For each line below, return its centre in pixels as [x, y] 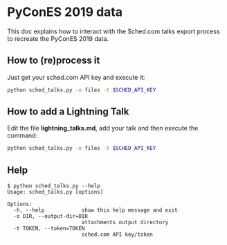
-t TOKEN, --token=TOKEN [49, 229]
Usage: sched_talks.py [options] [55, 192]
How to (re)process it [54, 61]
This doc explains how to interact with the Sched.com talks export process [113, 31]
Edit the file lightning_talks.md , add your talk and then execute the [103, 128]
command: [22, 135]
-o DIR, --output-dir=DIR [51, 217]
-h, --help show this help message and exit [96, 210]
